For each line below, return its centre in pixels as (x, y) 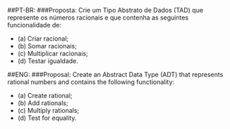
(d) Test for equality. (47, 118)
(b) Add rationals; (43, 103)
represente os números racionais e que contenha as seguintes (98, 18)
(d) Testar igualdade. (48, 61)
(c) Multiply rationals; (48, 110)
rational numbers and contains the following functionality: (91, 82)
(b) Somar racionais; (47, 46)
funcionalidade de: (35, 25)
